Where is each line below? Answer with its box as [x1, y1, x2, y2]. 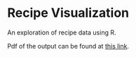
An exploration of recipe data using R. [7, 28, 116, 37]
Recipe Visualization [7, 5, 130, 21]
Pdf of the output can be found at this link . [7, 42, 130, 50]
